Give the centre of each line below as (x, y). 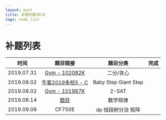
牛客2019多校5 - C (65, 83)
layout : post (19, 10)
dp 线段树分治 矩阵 (118, 110)
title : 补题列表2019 (25, 15)
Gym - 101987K (65, 91)
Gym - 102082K (65, 73)
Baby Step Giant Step (118, 83)
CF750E (65, 109)
